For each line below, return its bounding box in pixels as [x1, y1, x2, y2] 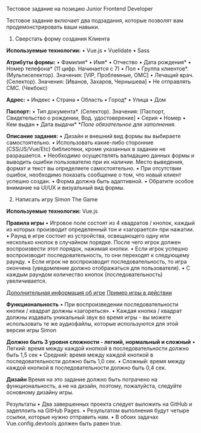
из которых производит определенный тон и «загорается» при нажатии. [6, 226, 194, 233]
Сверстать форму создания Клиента [15, 35, 110, 42]
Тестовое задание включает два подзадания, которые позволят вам [6, 17, 183, 24]
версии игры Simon [6, 327, 56, 334]
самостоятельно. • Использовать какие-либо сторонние [6, 139, 154, 146]
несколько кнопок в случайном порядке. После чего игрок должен [6, 239, 181, 246]
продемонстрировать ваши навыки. [6, 24, 100, 30]
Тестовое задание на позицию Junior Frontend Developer [6, 5, 153, 12]
